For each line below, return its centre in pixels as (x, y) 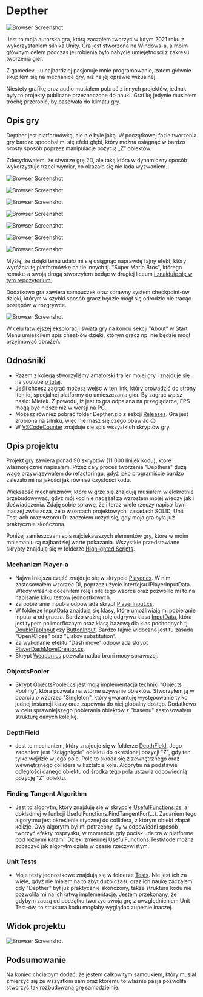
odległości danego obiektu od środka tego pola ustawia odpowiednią (101, 772)
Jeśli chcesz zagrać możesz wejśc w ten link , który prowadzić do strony (105, 388)
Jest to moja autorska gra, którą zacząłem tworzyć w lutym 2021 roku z (95, 39)
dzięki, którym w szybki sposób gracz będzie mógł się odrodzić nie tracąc (99, 298)
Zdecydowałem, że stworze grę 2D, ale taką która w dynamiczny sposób (97, 160)
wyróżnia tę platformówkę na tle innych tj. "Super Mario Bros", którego (94, 267)
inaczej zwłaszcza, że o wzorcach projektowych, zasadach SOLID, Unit (95, 511)
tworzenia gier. (25, 58)
